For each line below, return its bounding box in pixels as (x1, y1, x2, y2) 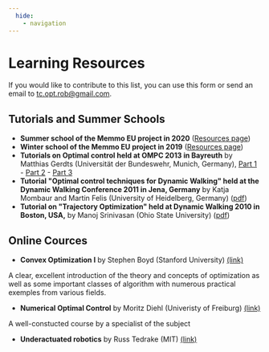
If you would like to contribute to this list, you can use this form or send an (8, 80, 254, 90)
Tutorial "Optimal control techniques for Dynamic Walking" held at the (19, 176, 259, 186)
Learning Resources (8, 54, 145, 72)
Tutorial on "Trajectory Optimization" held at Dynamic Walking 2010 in (19, 202, 260, 211)
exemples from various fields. (8, 288, 107, 297)
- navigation (22, 19, 67, 27)
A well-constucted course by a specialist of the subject (8, 319, 191, 329)
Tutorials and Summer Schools (8, 112, 165, 125)
